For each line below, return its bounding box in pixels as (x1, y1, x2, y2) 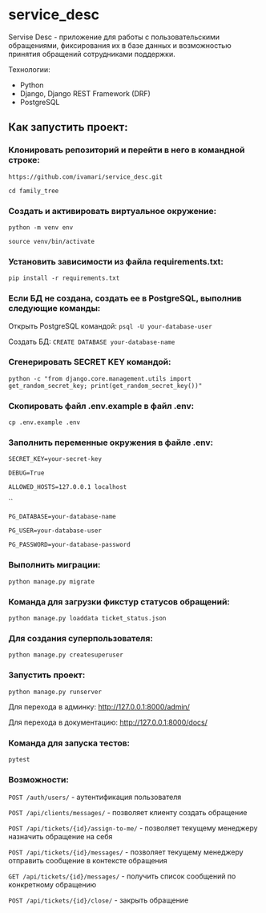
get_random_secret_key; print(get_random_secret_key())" (8, 382, 203, 390)
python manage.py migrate (8, 577, 95, 586)
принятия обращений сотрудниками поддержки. (8, 49, 175, 59)
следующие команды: (8, 303, 101, 314)
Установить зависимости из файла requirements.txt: (8, 256, 224, 267)
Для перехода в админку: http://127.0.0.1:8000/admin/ (8, 701, 191, 711)
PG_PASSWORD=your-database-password (8, 541, 131, 549)
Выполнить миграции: (8, 560, 101, 571)
